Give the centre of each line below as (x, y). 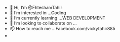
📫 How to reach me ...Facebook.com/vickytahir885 (62, 29)
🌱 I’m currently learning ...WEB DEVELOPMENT (58, 18)
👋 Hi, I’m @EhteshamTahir (36, 8)
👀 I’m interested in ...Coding (38, 13)
